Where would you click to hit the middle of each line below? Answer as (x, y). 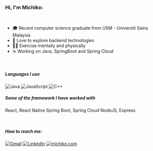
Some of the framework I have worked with (50, 98)
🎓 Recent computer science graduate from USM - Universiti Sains (80, 28)
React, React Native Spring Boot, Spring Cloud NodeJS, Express (70, 110)
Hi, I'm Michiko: (24, 7)
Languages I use (23, 74)
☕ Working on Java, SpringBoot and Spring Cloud (63, 51)
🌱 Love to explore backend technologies (53, 41)
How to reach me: (24, 131)
